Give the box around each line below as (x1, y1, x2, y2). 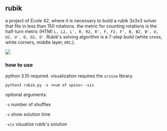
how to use (5, 61, 33, 68)
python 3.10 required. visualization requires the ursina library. (5, 73, 133, 79)
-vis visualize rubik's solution (5, 121, 68, 127)
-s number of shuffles (5, 102, 51, 108)
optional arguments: (5, 91, 47, 98)
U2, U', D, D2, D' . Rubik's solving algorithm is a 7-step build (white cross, (5, 34, 162, 40)
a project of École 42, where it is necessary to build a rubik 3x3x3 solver (5, 17, 157, 23)
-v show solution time (5, 111, 51, 117)
